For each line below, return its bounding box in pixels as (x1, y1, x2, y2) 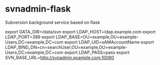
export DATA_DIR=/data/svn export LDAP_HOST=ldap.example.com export (5, 29, 156, 34)
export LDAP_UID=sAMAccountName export (64, 39, 154, 45)
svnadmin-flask (5, 3, 71, 15)
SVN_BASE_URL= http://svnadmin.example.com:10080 (5, 54, 114, 60)
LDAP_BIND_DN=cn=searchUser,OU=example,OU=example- (5, 44, 128, 50)
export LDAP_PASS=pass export (64, 49, 130, 55)
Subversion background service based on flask (5, 19, 100, 25)
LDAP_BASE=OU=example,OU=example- (55, 34, 139, 40)
